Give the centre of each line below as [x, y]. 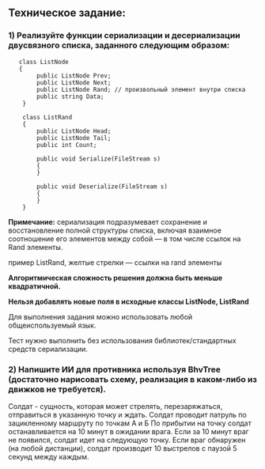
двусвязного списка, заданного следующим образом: [119, 45]
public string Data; [70, 96]
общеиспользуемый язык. [52, 325]
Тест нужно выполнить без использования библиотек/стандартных [122, 340]
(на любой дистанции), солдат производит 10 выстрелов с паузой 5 [123, 448]
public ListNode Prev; [74, 76]
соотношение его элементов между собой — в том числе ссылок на [125, 238]
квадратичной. [34, 286]
